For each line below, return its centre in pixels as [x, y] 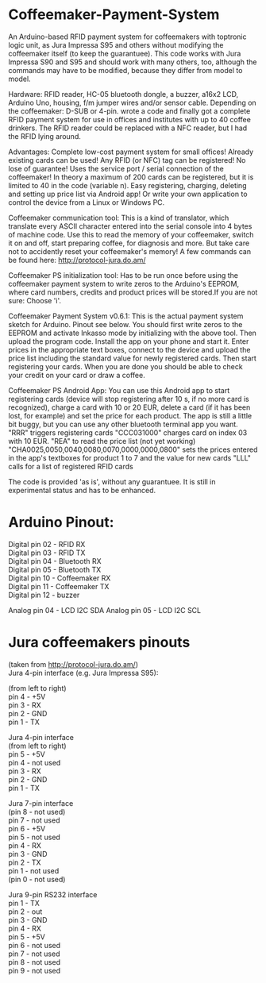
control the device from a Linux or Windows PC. [87, 202]
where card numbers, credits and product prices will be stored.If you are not [133, 292]
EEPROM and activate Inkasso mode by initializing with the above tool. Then [132, 333]
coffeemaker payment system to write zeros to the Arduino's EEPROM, [124, 283]
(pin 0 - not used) [37, 879]
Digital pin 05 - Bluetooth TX [55, 569]
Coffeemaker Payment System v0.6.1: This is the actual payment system [126, 316]
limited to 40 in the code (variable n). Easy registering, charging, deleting [127, 185]
